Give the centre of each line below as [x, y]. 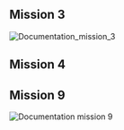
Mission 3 [37, 15]
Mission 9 [37, 95]
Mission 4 [37, 65]
